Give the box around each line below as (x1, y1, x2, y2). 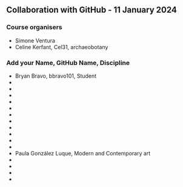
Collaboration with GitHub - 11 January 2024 (6, 5, 178, 15)
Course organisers (6, 23, 62, 32)
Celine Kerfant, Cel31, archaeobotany (15, 43, 108, 50)
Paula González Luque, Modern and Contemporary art (15, 149, 151, 157)
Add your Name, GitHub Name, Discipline (6, 58, 130, 67)
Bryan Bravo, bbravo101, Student (15, 72, 97, 80)
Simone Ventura (15, 36, 56, 44)
